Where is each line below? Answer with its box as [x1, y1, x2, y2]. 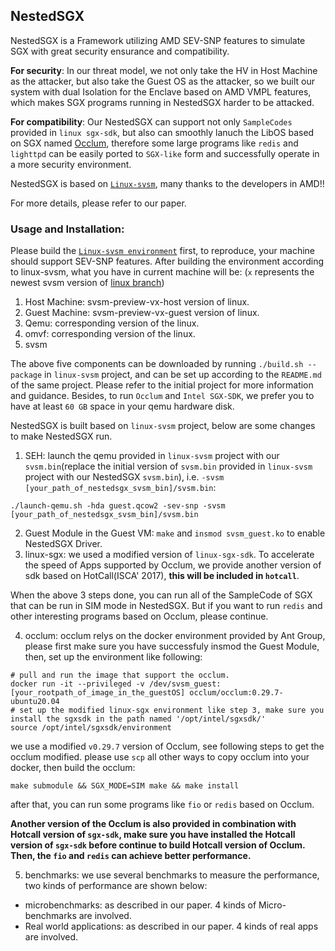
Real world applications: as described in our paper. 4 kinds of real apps [24, 920, 319, 933]
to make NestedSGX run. [10, 430, 113, 443]
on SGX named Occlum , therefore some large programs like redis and [10, 137, 299, 149]
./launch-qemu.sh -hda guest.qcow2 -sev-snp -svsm [10, 501, 226, 511]
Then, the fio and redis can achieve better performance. [10, 850, 252, 862]
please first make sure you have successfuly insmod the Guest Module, [24, 640, 320, 653]
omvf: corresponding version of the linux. [24, 328, 196, 340]
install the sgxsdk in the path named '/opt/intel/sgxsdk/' [10, 714, 267, 724]
